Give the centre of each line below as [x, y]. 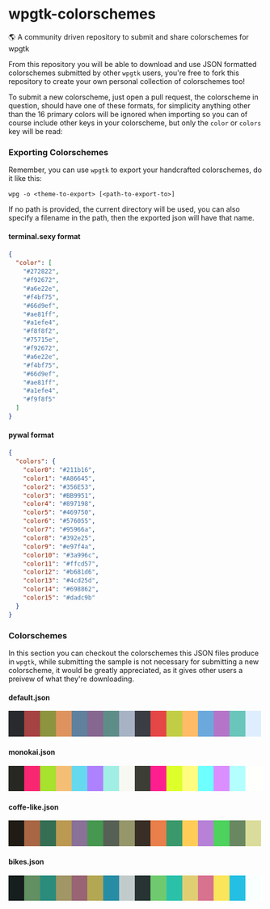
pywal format [31, 435]
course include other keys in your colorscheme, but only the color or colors [135, 123]
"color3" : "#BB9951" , [59, 495]
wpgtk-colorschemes [82, 14]
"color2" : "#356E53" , [59, 487]
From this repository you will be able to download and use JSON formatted [133, 64]
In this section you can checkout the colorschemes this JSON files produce [134, 653]
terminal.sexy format [44, 236]
